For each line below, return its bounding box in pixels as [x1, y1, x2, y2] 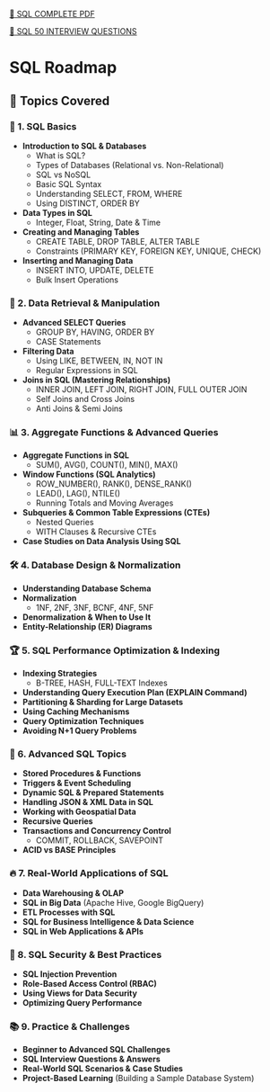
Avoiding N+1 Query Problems [22, 725, 137, 737]
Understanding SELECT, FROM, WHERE [35, 188, 183, 199]
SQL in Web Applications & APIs [22, 926, 144, 936]
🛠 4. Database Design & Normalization [9, 559, 181, 571]
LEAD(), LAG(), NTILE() [35, 488, 121, 499]
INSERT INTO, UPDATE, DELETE [35, 264, 154, 275]
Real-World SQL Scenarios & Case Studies [22, 1063, 184, 1074]
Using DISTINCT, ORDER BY [35, 198, 141, 209]
